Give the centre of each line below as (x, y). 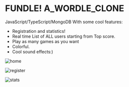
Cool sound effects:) (33, 52)
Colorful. (21, 46)
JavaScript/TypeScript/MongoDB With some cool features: (64, 22)
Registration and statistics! (39, 31)
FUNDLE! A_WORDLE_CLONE (64, 8)
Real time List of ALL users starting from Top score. (64, 36)
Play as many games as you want (46, 41)
